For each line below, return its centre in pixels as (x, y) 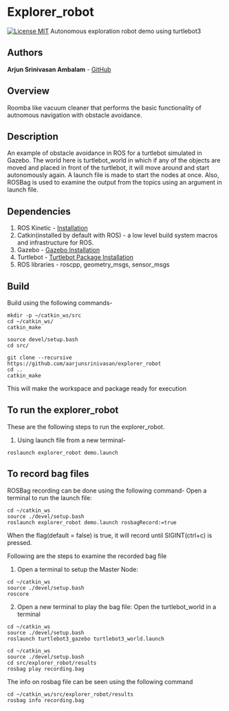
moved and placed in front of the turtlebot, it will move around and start (108, 168)
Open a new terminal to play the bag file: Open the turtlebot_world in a (117, 606)
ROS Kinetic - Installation (52, 228)
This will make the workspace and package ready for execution (97, 389)
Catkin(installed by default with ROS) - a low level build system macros (117, 236)
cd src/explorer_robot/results (52, 663)
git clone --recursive (40, 358)
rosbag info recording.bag (46, 700)
